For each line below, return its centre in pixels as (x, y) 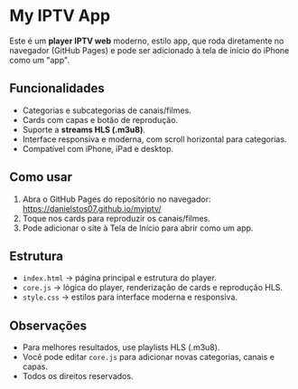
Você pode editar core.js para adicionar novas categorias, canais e (149, 357)
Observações (48, 325)
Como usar (41, 177)
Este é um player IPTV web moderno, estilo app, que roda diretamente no (147, 41)
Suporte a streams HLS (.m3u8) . (84, 129)
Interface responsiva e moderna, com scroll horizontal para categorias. (154, 139)
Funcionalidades (57, 88)
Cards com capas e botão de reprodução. (100, 119)
